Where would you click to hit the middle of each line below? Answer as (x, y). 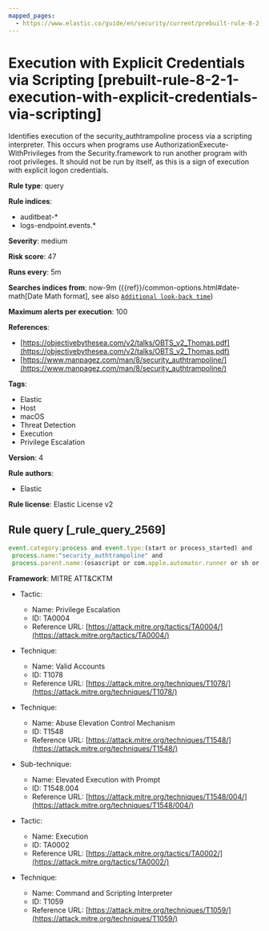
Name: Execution (60, 836)
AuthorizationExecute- (192, 144)
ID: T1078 (48, 674)
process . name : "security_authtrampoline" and (87, 556)
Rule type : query (36, 186)
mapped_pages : (32, 16)
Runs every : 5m (35, 272)
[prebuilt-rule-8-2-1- (168, 80)
